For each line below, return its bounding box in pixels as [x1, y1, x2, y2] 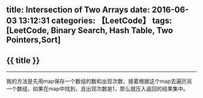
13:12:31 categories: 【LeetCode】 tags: [18, 16, 172, 26]
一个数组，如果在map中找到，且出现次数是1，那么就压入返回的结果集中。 [6, 85, 189, 93]
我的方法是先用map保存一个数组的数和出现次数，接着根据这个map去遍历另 [6, 78, 192, 85]
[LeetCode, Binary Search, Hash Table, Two [6, 25, 173, 35]
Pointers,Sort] [6, 35, 61, 45]
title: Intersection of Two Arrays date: [6, 5, 150, 15]
